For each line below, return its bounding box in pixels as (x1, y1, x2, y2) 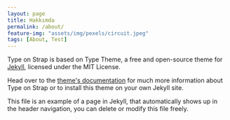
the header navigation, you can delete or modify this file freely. (7, 105, 189, 113)
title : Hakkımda (7, 17, 55, 24)
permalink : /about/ (7, 23, 65, 30)
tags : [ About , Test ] (7, 36, 68, 43)
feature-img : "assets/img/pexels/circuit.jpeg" (7, 29, 149, 37)
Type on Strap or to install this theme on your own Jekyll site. (7, 84, 184, 92)
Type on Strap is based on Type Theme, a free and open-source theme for (7, 55, 223, 63)
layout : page (7, 10, 46, 17)
